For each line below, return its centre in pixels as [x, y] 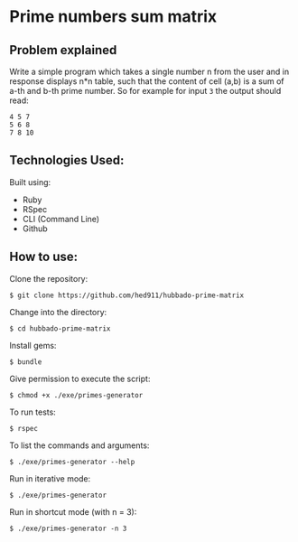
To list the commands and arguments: [79, 445]
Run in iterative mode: [50, 478]
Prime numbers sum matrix [113, 17]
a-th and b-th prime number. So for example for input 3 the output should [145, 91]
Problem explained [63, 50]
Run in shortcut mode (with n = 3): [73, 511]
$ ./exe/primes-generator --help [72, 462]
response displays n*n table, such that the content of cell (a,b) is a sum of [147, 81]
